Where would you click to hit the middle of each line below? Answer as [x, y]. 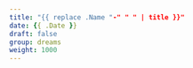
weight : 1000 [33, 50]
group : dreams [36, 42]
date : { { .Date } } [43, 26]
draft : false [33, 34]
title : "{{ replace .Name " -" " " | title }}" [97, 17]
